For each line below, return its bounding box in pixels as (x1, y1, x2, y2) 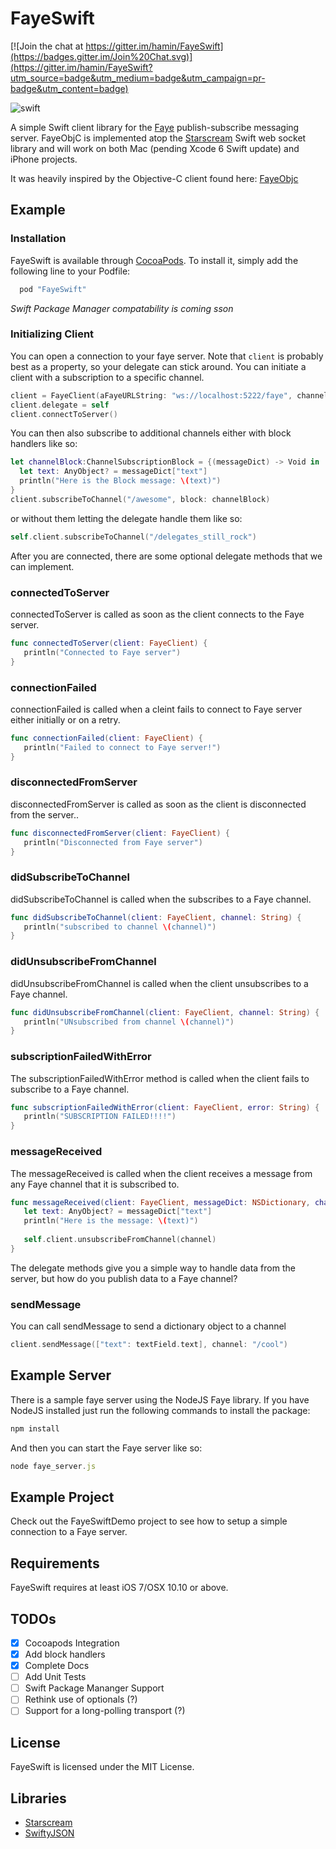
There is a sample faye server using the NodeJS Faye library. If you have (10, 1393, 310, 1406)
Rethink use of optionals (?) (24, 1693, 138, 1706)
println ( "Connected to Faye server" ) (23, 647, 182, 657)
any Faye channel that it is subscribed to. (10, 1178, 180, 1190)
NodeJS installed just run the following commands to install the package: (10, 1404, 311, 1416)
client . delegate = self (10, 400, 110, 410)
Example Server (10, 1367, 112, 1384)
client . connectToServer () (10, 409, 118, 419)
